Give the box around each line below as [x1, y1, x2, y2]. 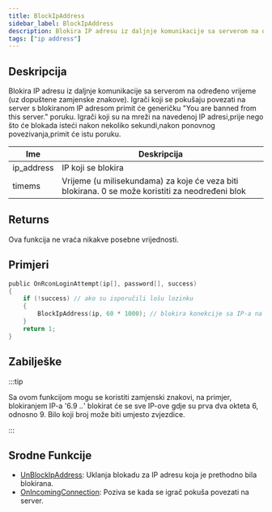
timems [12, 180, 40, 191]
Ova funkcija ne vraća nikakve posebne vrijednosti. [8, 234, 180, 244]
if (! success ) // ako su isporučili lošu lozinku [23, 295, 194, 303]
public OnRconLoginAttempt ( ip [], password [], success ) [8, 279, 198, 288]
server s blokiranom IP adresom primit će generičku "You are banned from [8, 103, 257, 114]
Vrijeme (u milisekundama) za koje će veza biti [62, 175, 239, 187]
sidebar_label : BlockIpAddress [8, 19, 114, 28]
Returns [8, 213, 50, 227]
